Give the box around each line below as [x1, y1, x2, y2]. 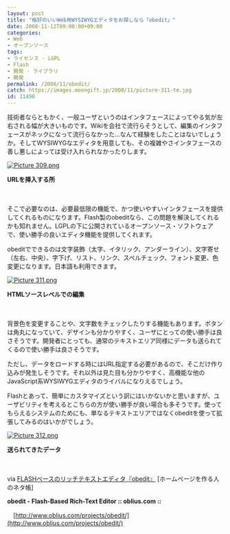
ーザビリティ [7, 400, 43, 408]
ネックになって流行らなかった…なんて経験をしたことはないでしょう [30, 130, 222, 138]
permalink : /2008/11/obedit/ [7, 81, 91, 87]
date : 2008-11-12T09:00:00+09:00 [7, 23, 103, 30]
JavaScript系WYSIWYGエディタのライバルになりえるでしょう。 [7, 377, 187, 385]
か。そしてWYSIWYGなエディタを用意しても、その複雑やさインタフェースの [7, 139, 222, 147]
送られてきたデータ [7, 445, 62, 453]
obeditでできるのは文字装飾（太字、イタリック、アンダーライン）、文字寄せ [7, 245, 220, 253]
